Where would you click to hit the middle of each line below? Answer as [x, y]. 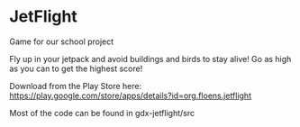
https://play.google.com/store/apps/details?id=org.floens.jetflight [131, 95]
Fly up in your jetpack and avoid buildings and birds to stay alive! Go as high [150, 59]
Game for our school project [62, 41]
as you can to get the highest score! [76, 68]
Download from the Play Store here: [76, 86]
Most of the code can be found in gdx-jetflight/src [102, 113]
